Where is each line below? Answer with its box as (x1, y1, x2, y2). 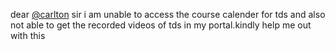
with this (10, 30, 46, 41)
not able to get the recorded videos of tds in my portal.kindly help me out (10, 19, 312, 31)
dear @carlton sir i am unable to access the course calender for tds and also (10, 9, 326, 20)
